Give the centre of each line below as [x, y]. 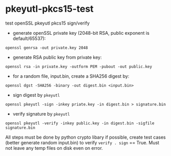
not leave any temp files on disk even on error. [54, 148]
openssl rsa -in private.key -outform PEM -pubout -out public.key [79, 66]
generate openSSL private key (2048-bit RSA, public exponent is [81, 33]
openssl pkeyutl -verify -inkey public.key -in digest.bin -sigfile [80, 123]
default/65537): [29, 38]
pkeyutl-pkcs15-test [49, 9]
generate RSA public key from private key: [57, 57]
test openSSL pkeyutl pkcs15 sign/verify [48, 23]
